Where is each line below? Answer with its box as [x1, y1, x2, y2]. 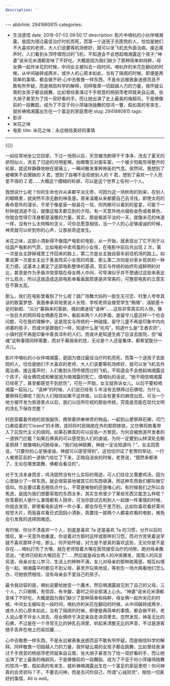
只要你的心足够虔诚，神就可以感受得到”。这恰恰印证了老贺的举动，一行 [16, 448, 164, 454]
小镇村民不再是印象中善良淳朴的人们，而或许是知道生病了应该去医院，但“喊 [5, 331, 163, 337]
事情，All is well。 [14, 675, 52, 681]
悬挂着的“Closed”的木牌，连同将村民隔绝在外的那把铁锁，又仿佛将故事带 [9, 422, 161, 428]
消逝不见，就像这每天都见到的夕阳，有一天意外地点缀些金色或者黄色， [18, 208, 165, 214]
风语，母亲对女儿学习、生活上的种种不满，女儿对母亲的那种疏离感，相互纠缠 [5, 558, 165, 565]
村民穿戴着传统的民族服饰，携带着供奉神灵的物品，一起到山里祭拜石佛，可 [5, 416, 160, 422]
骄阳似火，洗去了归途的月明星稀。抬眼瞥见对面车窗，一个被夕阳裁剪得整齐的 [5, 159, 165, 165]
